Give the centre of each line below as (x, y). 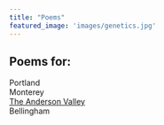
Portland (25, 83)
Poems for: (40, 62)
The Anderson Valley (47, 102)
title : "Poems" (37, 17)
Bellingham (30, 111)
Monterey (27, 92)
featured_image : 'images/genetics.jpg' (83, 26)
